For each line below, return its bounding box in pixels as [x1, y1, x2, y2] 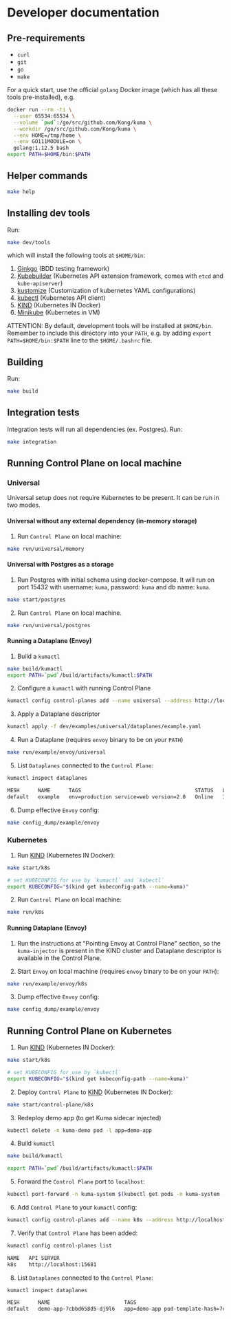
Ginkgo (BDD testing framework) [16, 265, 110, 273]
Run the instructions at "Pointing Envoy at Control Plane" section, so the [16, 939, 221, 947]
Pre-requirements [7, 32, 86, 44]
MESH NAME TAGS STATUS [7, 787, 214, 794]
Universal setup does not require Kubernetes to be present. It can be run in [7, 494, 220, 502]
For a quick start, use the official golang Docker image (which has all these [7, 86, 218, 94]
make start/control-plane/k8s [7, 1101, 94, 1108]
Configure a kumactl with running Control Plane [16, 684, 151, 693]
